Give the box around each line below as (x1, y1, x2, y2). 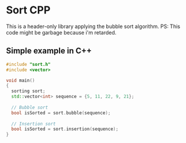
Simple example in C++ (6, 46, 92, 56)
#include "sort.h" (6, 61, 51, 67)
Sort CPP (6, 4, 51, 17)
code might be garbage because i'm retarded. (6, 29, 117, 36)
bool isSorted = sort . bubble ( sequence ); (11, 110, 111, 116)
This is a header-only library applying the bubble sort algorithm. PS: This (6, 23, 181, 30)
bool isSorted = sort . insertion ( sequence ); (11, 126, 118, 132)
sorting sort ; (11, 88, 45, 94)
